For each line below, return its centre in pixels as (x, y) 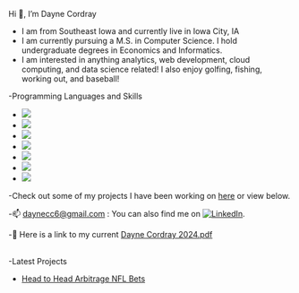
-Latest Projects (38, 261)
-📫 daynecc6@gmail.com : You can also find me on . (127, 214)
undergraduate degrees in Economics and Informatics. (122, 50)
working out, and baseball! (70, 79)
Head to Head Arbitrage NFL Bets (83, 279)
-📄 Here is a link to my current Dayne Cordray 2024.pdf (111, 234)
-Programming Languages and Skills (75, 96)
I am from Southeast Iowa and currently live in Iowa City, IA (130, 31)
